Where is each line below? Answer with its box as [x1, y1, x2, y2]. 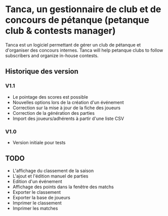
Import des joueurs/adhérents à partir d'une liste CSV [12, 115, 124, 121]
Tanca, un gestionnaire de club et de [5, 4, 161, 15]
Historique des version [5, 67, 78, 76]
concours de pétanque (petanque [5, 14, 149, 26]
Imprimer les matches [12, 205, 58, 211]
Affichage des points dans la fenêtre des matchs [12, 184, 114, 190]
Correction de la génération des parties [12, 110, 95, 116]
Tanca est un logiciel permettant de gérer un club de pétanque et [5, 41, 141, 48]
